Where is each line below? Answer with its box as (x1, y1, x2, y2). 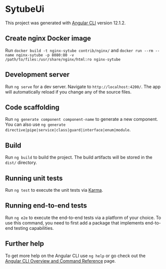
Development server (5, 70, 70, 79)
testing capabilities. (14, 225, 54, 231)
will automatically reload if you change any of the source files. (5, 89, 132, 95)
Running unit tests (5, 174, 63, 182)
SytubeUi (5, 3, 45, 15)
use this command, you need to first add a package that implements (5, 219, 144, 226)
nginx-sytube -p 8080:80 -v (16, 53, 74, 57)
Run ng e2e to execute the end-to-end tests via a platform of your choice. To (5, 215, 162, 220)
